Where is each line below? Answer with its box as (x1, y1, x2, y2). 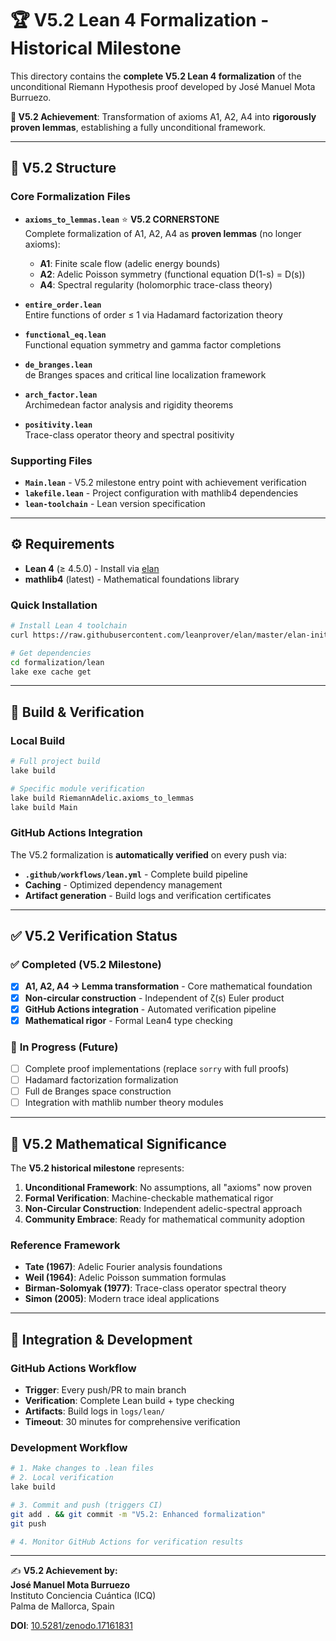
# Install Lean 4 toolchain (10, 621, 128, 631)
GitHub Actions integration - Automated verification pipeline (24, 1003, 277, 1015)
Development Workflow (10, 1440, 128, 1454)
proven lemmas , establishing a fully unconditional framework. (10, 121, 267, 133)
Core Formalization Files (10, 190, 132, 204)
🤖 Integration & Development (10, 1331, 193, 1348)
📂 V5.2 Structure (10, 160, 117, 177)
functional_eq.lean (24, 330, 107, 340)
